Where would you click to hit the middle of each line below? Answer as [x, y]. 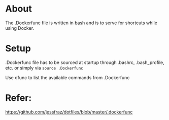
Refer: [19, 98]
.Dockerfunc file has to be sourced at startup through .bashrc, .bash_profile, [85, 62]
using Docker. [20, 28]
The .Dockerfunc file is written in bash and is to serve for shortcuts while [81, 23]
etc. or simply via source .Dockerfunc [44, 68]
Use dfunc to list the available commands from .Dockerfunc [67, 77]
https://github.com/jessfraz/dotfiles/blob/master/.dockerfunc [69, 112]
